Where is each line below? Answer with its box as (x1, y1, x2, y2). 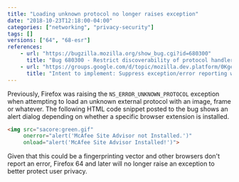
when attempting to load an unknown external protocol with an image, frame (7, 97, 231, 105)
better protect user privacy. (7, 167, 87, 176)
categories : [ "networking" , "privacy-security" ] (7, 23, 154, 31)
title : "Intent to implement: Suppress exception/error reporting (26, 70, 228, 77)
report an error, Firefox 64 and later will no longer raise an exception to (7, 159, 215, 168)
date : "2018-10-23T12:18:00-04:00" (7, 17, 113, 24)
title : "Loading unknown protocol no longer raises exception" (7, 10, 199, 18)
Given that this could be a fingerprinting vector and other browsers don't (7, 152, 221, 161)
